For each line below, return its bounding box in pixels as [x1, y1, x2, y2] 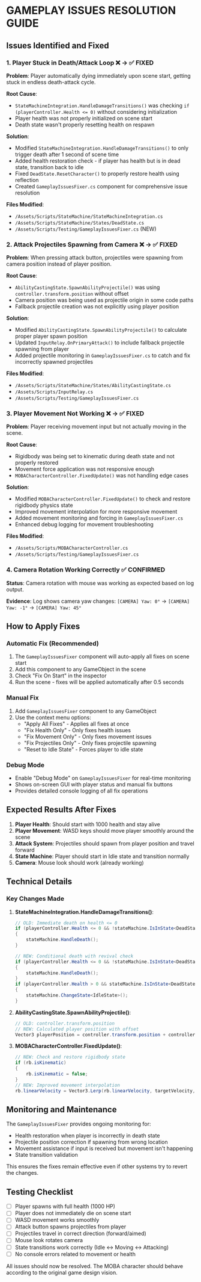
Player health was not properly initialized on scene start [14, 114, 153, 122]
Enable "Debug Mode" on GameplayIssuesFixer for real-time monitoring [14, 774, 191, 782]
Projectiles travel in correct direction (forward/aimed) [14, 1230, 147, 1237]
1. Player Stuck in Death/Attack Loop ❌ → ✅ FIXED [6, 58, 154, 67]
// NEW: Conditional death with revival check [14, 953, 134, 959]
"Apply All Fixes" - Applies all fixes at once [23, 720, 130, 727]
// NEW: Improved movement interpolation [14, 1082, 120, 1088]
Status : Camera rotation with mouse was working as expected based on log [6, 579, 194, 587]
